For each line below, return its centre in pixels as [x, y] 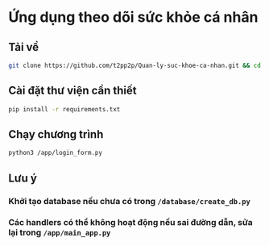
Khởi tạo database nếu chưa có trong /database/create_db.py [130, 201]
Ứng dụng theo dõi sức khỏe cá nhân [133, 17]
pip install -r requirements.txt [64, 109]
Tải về [24, 47]
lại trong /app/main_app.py [60, 232]
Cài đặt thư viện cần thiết [72, 91]
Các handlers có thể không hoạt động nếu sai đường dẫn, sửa [130, 223]
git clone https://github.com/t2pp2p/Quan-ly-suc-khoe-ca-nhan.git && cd [135, 65]
